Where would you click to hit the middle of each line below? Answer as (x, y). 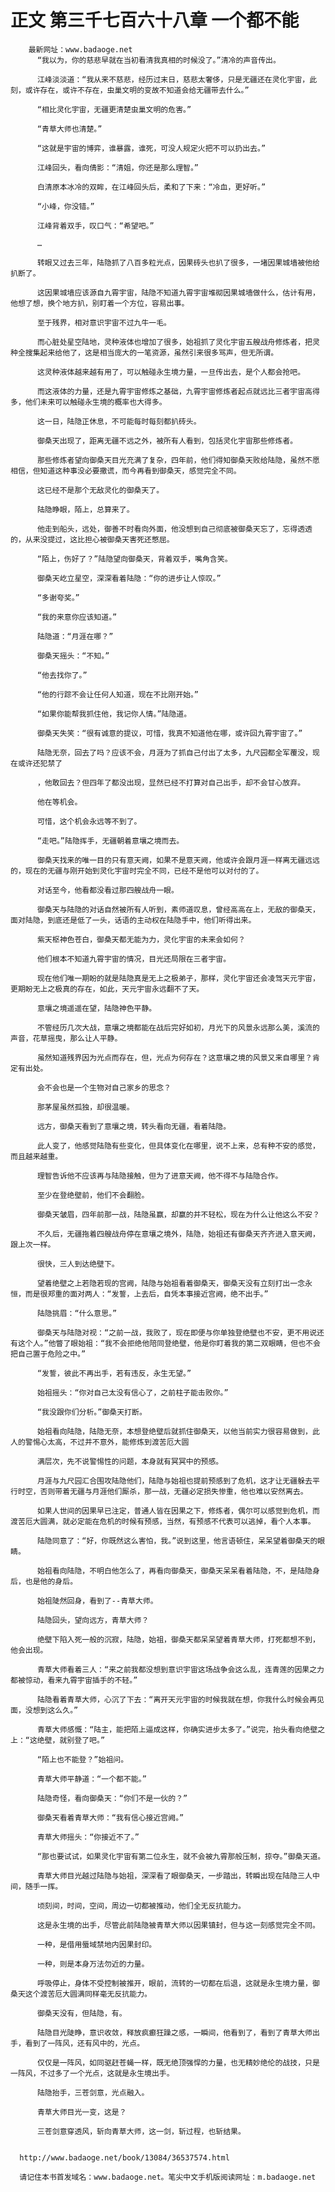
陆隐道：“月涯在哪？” (75, 636)
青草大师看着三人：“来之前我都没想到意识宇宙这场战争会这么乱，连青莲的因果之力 (180, 1669)
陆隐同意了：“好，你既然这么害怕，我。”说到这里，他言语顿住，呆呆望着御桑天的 (177, 1541)
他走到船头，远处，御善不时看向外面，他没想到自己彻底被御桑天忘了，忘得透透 (174, 529)
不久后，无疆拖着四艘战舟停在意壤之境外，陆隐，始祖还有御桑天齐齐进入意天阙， (178, 1234)
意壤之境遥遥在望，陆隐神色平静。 (96, 1008)
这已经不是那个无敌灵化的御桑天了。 (100, 490)
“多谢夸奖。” (58, 597)
